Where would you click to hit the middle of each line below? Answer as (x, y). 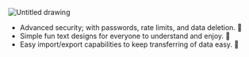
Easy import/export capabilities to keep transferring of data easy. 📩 (129, 44)
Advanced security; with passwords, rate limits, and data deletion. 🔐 (131, 27)
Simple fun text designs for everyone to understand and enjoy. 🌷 (125, 36)
